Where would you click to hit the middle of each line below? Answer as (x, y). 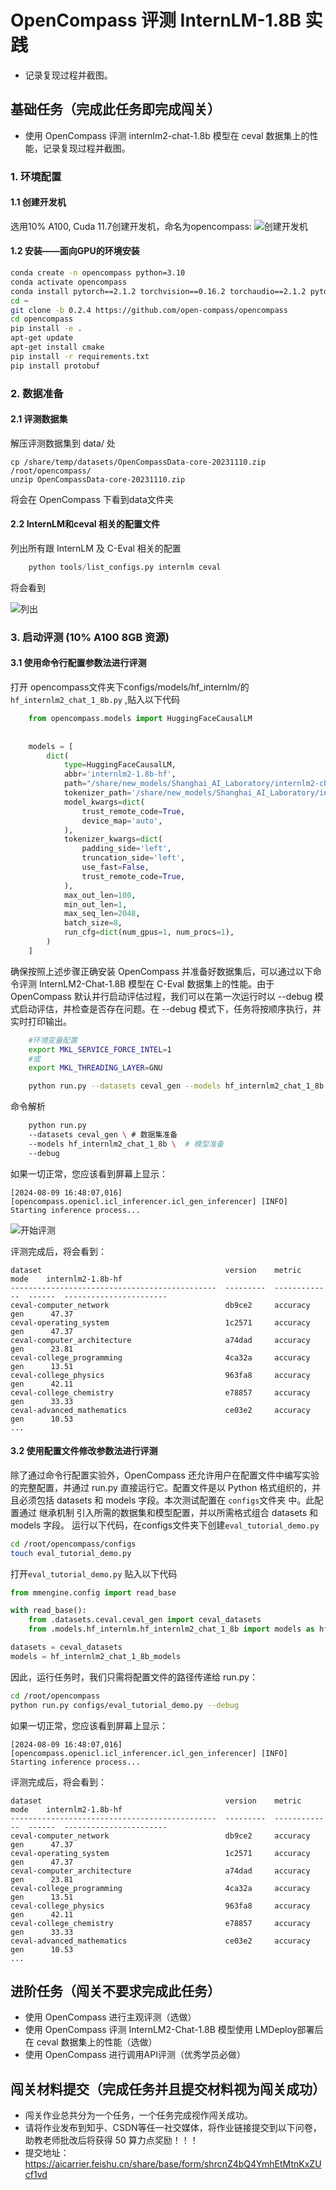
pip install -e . (46, 329)
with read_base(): (48, 1611)
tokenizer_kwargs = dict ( (113, 839)
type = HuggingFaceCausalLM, (120, 765)
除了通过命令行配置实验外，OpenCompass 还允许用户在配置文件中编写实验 (165, 1475)
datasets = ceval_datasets (66, 1647)
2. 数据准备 (37, 393)
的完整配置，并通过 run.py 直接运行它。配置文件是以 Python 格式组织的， (161, 1487)
